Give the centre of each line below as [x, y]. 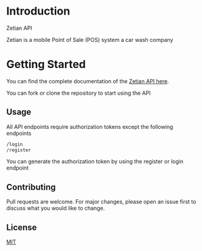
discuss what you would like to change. [56, 208]
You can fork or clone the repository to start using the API [78, 93]
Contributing [31, 187]
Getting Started [46, 64]
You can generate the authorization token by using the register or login [95, 162]
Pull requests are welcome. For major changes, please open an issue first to [101, 202]
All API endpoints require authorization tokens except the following [90, 126]
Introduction [38, 11]
